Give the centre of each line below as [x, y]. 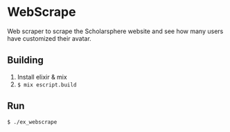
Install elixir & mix [42, 77]
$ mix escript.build [47, 85]
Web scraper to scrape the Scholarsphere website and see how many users [115, 31]
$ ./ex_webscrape [32, 122]
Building [25, 60]
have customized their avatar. [49, 38]
